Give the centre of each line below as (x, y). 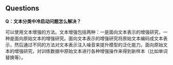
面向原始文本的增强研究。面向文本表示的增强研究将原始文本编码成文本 (89, 38)
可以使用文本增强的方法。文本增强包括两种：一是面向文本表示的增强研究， (84, 32)
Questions (22, 8)
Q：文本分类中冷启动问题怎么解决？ (43, 21)
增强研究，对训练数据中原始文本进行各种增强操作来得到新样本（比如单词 (91, 51)
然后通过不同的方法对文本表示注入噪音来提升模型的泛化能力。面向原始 (89, 45)
